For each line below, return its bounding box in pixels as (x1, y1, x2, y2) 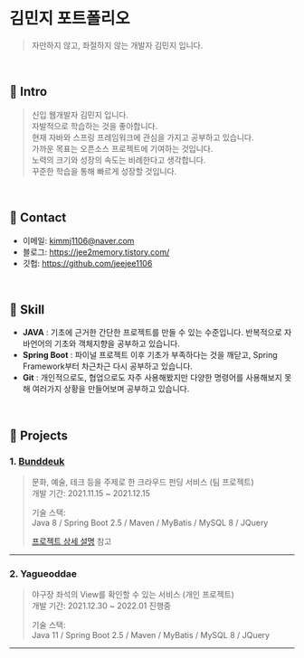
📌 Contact (9, 210, 67, 226)
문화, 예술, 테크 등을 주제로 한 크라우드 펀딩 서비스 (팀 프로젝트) (31, 476, 255, 488)
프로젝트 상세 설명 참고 (31, 536, 112, 547)
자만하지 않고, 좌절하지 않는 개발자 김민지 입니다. (31, 40, 204, 51)
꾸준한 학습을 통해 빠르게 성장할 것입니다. (31, 165, 177, 176)
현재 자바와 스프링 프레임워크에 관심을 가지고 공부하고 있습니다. (31, 132, 255, 143)
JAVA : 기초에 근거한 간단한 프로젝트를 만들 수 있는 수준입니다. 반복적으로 (22, 327, 282, 338)
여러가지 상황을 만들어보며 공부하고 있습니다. (32, 383, 190, 394)
